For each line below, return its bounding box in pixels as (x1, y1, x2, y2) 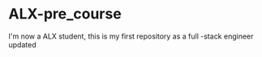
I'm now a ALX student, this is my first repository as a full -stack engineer (8, 31, 254, 41)
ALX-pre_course (8, 5, 122, 23)
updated (8, 39, 37, 49)
